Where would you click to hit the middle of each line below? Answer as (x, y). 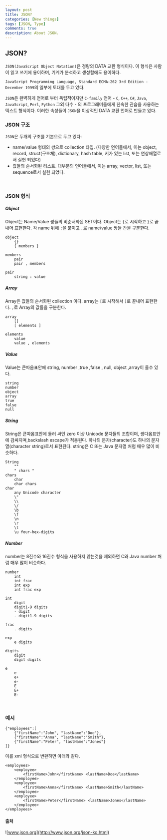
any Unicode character (38, 493)
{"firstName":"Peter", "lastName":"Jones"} (60, 742)
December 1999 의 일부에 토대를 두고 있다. (45, 87)
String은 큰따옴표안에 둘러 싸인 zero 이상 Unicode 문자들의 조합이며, (72, 434)
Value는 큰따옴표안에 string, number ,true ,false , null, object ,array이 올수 (79, 367)
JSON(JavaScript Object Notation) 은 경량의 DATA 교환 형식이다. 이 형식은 (79, 66)
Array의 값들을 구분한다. (43, 307)
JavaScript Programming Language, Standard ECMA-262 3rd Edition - (77, 82)
